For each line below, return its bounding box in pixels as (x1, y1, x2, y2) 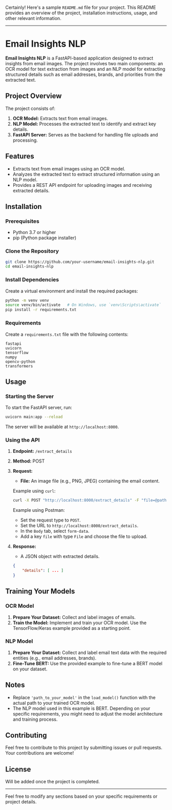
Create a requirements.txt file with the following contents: (5, 331, 129, 337)
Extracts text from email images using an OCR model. (12, 165, 125, 171)
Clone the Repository (5, 247, 59, 255)
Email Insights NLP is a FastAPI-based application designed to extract (5, 55, 154, 61)
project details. (5, 799, 37, 805)
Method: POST (12, 458, 45, 464)
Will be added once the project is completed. (5, 779, 100, 785)
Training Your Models (5, 587, 75, 596)
